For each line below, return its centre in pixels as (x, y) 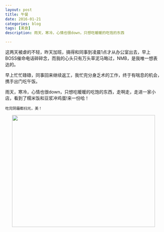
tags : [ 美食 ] (18, 28)
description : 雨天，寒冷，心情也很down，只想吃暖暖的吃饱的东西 (65, 33)
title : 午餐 (17, 14)
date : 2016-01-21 (23, 19)
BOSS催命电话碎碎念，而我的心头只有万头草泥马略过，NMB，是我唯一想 (79, 58)
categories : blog (23, 24)
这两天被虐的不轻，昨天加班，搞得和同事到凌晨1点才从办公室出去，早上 (78, 52)
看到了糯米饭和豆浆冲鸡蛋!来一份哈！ (51, 98)
